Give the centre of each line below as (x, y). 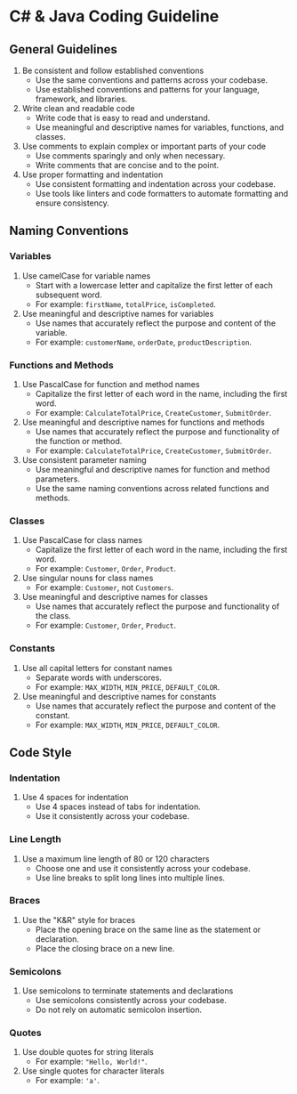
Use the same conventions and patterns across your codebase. (152, 80)
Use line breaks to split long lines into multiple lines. (130, 878)
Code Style (40, 753)
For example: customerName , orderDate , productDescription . (143, 342)
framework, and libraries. (81, 99)
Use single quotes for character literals (93, 1071)
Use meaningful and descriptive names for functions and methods (143, 422)
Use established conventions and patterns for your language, (148, 89)
